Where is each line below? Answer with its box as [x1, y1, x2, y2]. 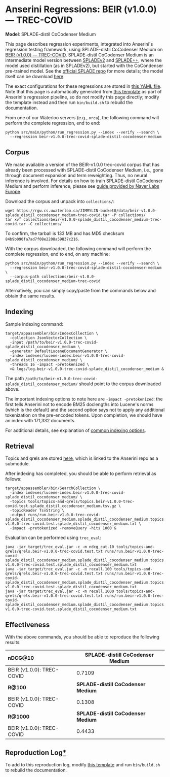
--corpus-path [10, 274, 39, 279]
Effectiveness [5, 620, 50, 629]
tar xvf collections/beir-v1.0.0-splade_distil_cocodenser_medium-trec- [5, 217, 162, 222]
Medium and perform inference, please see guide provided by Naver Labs [5, 183, 159, 189]
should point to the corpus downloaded [79, 381, 161, 387]
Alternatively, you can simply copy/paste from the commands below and [5, 287, 156, 293]
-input [10, 340, 24, 345]
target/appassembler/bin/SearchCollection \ [5, 486, 101, 491]
